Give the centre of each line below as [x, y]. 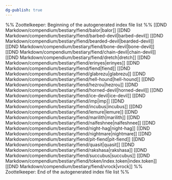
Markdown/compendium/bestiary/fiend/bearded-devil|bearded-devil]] [80, 41]
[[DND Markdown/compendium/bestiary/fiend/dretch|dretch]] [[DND [78, 57]
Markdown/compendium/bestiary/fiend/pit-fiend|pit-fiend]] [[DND [75, 139]
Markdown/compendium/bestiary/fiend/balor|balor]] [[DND [68, 30]
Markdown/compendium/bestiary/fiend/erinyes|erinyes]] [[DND [73, 63]
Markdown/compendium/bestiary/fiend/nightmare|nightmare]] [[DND [78, 133]
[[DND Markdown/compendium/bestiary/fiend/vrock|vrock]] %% [74, 166]
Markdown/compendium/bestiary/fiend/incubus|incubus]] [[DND [74, 106]
